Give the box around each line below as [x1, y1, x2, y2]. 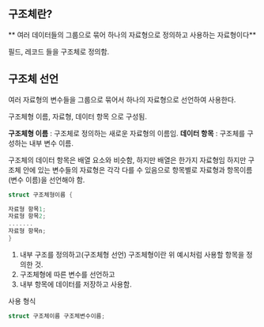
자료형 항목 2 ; [8, 212, 47, 220]
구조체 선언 [8, 72, 59, 86]
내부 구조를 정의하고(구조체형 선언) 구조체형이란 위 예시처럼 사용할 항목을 [19, 249, 245, 259]
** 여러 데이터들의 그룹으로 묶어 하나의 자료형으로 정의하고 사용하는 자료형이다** [8, 30, 257, 40]
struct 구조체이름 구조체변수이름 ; [8, 312, 105, 320]
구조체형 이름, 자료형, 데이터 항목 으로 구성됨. [8, 112, 148, 121]
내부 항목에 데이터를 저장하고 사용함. [19, 279, 132, 289]
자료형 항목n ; [8, 227, 47, 235]
